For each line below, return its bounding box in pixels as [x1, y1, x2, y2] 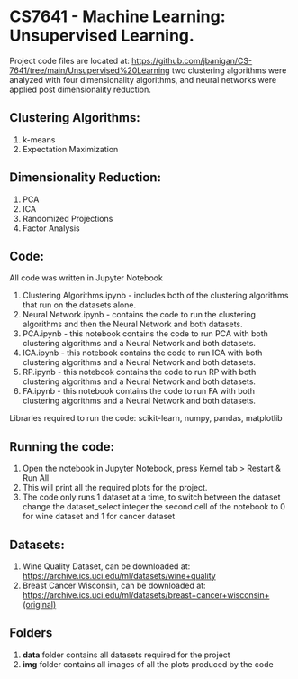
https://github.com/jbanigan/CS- [131, 55, 253, 66]
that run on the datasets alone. [22, 299, 137, 310]
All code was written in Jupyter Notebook [9, 272, 164, 283]
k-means [22, 133, 56, 145]
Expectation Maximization [22, 143, 119, 154]
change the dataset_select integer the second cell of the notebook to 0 [22, 501, 286, 512]
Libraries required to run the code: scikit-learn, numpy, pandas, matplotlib [9, 413, 283, 424]
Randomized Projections [22, 213, 113, 224]
